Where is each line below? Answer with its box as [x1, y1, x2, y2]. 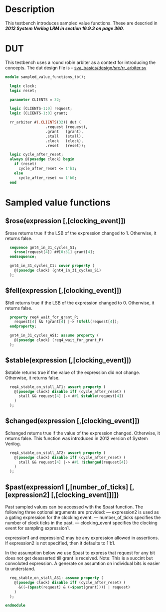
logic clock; [9, 83, 37, 88]
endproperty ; [9, 324, 37, 329]
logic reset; [9, 88, 37, 93]
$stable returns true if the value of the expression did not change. [5, 369, 141, 375]
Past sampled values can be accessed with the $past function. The [5, 504, 143, 509]
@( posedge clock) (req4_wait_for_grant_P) [14, 337, 104, 343]
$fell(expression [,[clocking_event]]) [5, 286, 122, 295]
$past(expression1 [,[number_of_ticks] [5, 482, 129, 491]
